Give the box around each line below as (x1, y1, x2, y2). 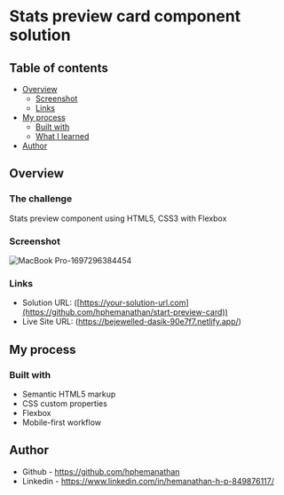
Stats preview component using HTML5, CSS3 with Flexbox (9, 213, 227, 224)
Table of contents (9, 60, 108, 75)
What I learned (35, 131, 90, 141)
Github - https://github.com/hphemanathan (21, 466, 180, 476)
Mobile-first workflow (21, 417, 102, 428)
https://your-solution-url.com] (79, 297, 189, 308)
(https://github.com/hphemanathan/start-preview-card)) (21, 307, 228, 318)
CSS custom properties (21, 397, 108, 409)
